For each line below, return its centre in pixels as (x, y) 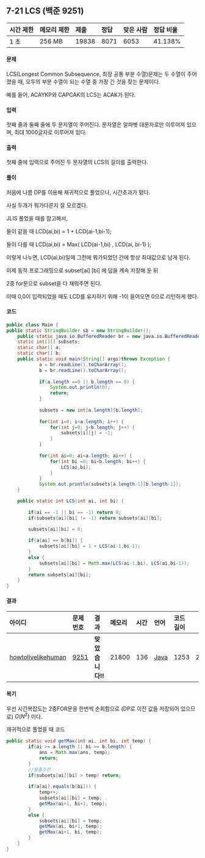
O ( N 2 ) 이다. (28, 716)
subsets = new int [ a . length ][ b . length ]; (91, 410)
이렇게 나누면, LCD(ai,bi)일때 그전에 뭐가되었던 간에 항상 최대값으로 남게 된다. (99, 257)
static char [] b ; (39, 353)
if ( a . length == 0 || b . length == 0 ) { (87, 382)
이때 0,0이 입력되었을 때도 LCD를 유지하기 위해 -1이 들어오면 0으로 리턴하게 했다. (103, 296)
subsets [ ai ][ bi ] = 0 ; (56, 529)
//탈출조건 (39, 770)
